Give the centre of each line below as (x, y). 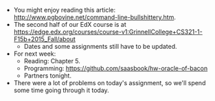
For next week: (35, 54)
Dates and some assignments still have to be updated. (100, 46)
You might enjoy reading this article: (65, 10)
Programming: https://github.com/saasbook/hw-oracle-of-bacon (116, 68)
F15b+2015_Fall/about (44, 39)
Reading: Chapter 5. (52, 61)
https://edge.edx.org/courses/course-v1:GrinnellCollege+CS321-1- (108, 32)
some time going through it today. (61, 90)
